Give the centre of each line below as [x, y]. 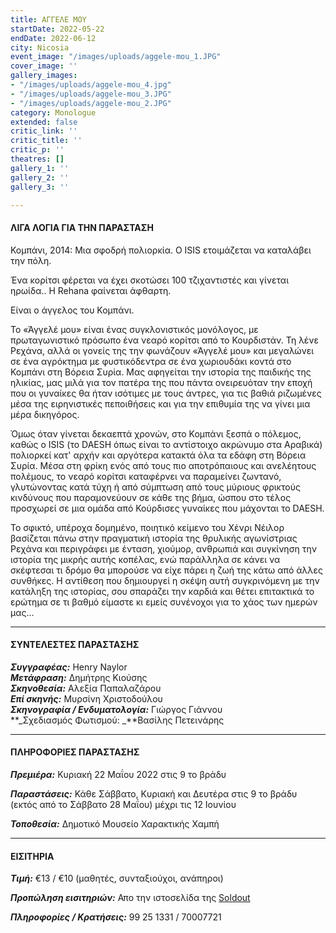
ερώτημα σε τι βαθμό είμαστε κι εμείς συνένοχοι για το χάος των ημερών [164, 602]
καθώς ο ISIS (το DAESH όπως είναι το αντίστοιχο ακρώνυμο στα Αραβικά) [166, 444]
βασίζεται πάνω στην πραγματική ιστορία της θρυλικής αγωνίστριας [154, 538]
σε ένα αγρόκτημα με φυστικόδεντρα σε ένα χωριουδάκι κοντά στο [151, 361]
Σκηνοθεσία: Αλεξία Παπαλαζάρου [86, 688]
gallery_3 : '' [40, 187]
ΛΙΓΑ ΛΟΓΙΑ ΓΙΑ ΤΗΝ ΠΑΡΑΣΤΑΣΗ [82, 227]
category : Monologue [53, 112]
